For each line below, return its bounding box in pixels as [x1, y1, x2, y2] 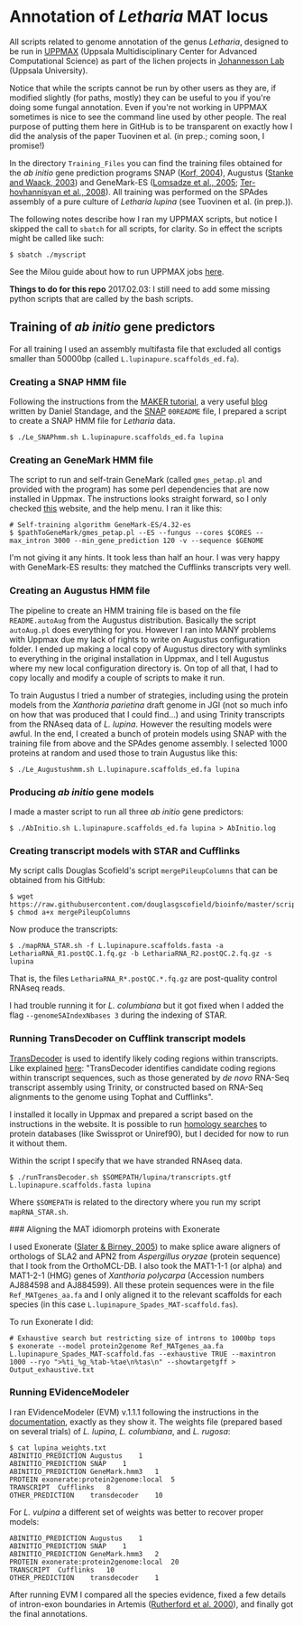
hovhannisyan [9, 186, 61, 197]
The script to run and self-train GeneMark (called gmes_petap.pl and [9, 475, 263, 485]
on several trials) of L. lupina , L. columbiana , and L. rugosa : [9, 1425, 231, 1436]
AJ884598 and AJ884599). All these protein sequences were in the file [9, 1279, 275, 1290]
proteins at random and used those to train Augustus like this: [9, 747, 238, 758]
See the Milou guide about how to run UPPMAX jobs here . [9, 266, 225, 277]
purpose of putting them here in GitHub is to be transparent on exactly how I [9, 120, 293, 132]
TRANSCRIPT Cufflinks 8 [9, 1482, 111, 1492]
